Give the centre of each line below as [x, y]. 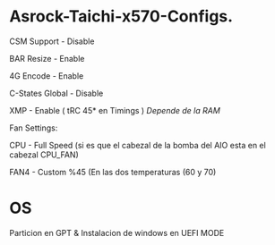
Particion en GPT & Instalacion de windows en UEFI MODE [117, 232]
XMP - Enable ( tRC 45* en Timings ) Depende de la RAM [115, 110]
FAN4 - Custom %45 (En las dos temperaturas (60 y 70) [113, 172]
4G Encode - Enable [47, 76]
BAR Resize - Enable [47, 58]
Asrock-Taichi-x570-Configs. [121, 17]
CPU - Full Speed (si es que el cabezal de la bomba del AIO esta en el [137, 145]
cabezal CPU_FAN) [44, 155]
